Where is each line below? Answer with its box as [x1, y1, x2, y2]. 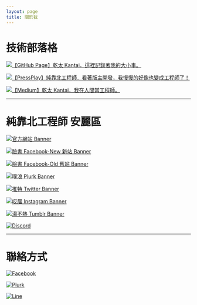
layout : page [6, 8, 38, 15]
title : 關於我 [6, 14, 38, 20]
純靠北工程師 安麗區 [6, 115, 101, 128]
